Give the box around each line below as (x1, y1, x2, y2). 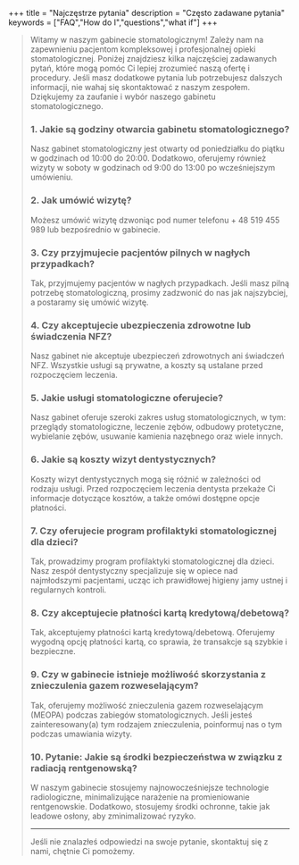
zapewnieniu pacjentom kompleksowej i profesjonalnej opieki (29, 44, 256, 55)
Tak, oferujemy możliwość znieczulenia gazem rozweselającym (29, 700, 264, 710)
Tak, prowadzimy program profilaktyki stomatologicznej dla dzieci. (29, 556, 275, 567)
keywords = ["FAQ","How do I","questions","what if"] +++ (8, 17, 218, 28)
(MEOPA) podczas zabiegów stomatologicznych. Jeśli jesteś (29, 710, 253, 720)
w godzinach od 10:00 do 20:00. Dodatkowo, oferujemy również (29, 153, 267, 164)
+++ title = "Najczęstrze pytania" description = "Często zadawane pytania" (8, 8, 286, 18)
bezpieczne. (29, 646, 77, 657)
